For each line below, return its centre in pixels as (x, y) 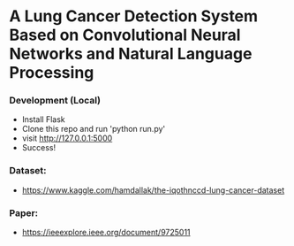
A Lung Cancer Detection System (134, 16)
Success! (39, 148)
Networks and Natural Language (131, 54)
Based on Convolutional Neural (125, 35)
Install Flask (44, 119)
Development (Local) (55, 101)
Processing (52, 73)
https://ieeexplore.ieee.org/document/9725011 (106, 233)
